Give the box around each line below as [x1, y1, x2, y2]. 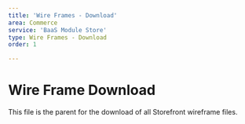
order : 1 [8, 41, 37, 49]
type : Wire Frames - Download [8, 33, 108, 42]
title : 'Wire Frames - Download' [8, 11, 118, 20]
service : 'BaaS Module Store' [8, 26, 108, 34]
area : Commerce [8, 19, 58, 27]
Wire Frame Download [8, 82, 155, 99]
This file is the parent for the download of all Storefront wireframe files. [8, 108, 238, 117]
